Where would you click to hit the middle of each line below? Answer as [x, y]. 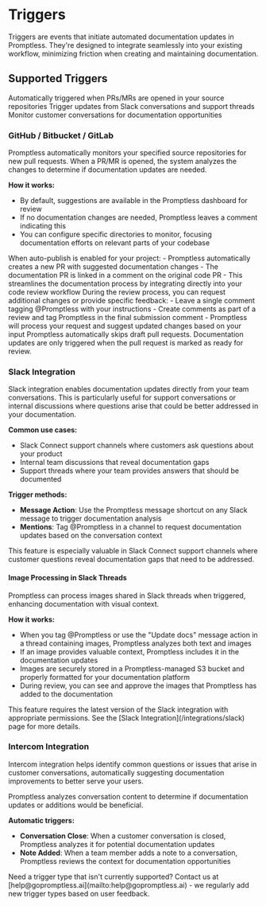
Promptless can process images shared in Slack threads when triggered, [127, 596]
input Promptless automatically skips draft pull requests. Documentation [126, 334]
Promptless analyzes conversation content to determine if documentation [128, 796]
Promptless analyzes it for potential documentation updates [117, 844]
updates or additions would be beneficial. [76, 805]
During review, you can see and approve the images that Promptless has [138, 685]
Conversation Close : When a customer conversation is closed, [123, 836]
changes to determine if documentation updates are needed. [108, 170]
